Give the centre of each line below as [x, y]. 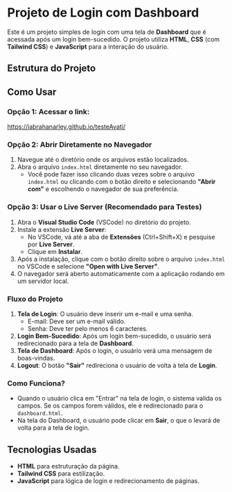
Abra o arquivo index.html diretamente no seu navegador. [100, 167]
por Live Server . [51, 244]
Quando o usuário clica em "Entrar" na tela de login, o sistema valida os [119, 399]
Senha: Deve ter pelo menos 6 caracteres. [88, 328]
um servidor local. [43, 281]
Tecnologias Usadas [52, 449]
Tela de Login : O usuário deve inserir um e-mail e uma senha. [105, 313]
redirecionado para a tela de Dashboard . [75, 343]
